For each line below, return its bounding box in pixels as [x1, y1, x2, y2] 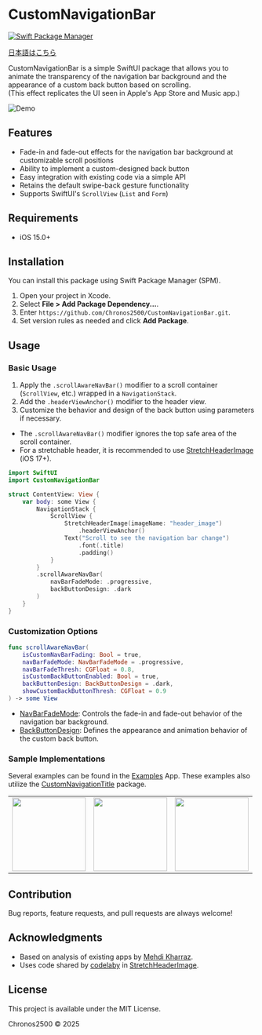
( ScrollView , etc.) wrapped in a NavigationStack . [19, 388, 177, 398]
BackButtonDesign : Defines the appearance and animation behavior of [19, 725, 248, 734]
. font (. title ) [78, 541, 125, 549]
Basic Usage [8, 363, 57, 374]
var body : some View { [22, 497, 96, 505]
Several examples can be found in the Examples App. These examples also [8, 771, 251, 781]
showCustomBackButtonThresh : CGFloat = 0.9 [22, 687, 167, 695]
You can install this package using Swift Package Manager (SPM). [8, 276, 221, 286]
